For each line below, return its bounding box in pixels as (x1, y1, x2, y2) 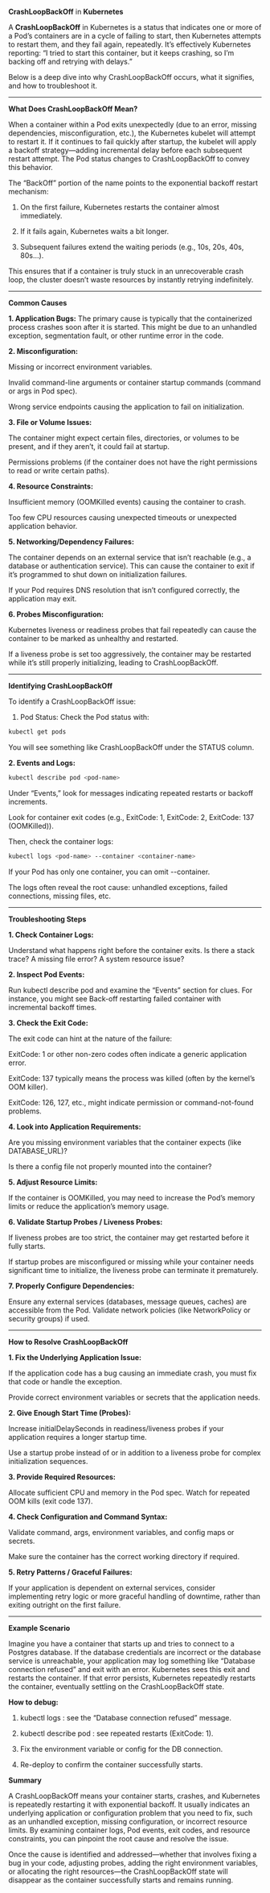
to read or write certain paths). (8, 466, 110, 475)
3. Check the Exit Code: (8, 1017, 88, 1027)
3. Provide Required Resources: (8, 1471, 117, 1482)
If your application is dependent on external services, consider (8, 1583, 215, 1592)
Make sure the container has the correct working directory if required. (8, 1551, 239, 1561)
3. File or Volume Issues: (8, 418, 92, 426)
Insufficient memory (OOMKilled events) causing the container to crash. (8, 497, 247, 506)
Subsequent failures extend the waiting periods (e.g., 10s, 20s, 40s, (19, 242, 244, 252)
